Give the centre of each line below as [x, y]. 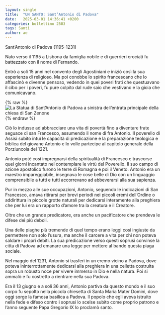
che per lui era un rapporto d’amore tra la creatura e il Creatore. [70, 205]
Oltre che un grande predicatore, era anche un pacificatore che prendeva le [83, 215]
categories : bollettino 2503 [35, 24]
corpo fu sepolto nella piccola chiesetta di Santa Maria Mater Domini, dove [82, 291]
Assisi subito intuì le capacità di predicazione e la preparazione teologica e [82, 138]
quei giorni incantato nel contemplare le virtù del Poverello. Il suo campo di [82, 164]
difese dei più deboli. [27, 220]
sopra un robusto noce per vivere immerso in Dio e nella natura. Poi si [77, 271]
